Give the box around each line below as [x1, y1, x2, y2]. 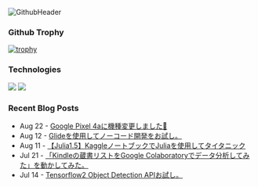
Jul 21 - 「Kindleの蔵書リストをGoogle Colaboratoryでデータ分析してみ [19, 150, 250, 160]
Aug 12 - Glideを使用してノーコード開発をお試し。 [19, 131, 183, 140]
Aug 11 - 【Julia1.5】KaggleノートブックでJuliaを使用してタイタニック [19, 141, 246, 150]
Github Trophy [8, 27, 64, 38]
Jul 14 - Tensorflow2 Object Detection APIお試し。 [19, 170, 183, 179]
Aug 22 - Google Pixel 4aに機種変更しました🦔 [19, 121, 168, 131]
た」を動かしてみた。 [19, 160, 89, 170]
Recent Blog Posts [8, 102, 79, 113]
